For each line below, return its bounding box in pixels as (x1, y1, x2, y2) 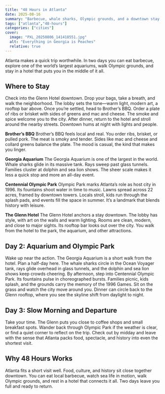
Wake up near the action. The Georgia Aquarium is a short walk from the (5, 255, 152, 261)
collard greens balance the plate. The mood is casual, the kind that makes (5, 142, 155, 147)
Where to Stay (5, 82, 50, 91)
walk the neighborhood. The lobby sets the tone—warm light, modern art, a (5, 101, 158, 107)
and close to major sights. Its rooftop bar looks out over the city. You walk (5, 222, 154, 228)
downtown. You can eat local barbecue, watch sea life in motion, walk (5, 373, 147, 379)
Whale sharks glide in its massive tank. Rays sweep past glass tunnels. (5, 161, 149, 168)
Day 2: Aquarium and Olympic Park (5, 242, 115, 251)
